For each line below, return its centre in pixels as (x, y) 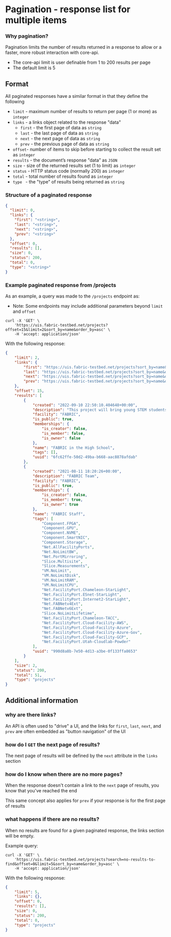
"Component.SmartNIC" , (66, 538)
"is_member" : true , (62, 500)
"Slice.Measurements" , (66, 566)
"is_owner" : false (61, 438)
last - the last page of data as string (59, 133)
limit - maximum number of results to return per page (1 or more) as (85, 112)
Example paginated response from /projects (61, 285)
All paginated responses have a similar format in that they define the (77, 96)
